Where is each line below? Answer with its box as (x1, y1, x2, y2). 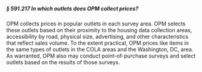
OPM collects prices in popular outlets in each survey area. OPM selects (6, 20, 186, 27)
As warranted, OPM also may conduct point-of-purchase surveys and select (6, 52, 196, 59)
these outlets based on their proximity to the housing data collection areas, (6, 26, 192, 33)
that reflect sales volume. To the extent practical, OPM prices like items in (6, 39, 189, 47)
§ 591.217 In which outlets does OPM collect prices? (6, 5, 139, 12)
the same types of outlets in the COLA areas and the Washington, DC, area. (6, 45, 194, 53)
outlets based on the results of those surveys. (6, 58, 121, 66)
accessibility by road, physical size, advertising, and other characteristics (6, 33, 189, 40)
